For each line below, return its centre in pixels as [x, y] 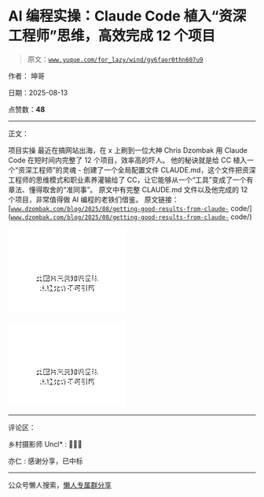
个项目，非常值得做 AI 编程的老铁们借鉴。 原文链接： [93, 199]
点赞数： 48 [27, 109]
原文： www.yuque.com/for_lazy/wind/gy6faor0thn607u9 [115, 59]
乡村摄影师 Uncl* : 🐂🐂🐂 [45, 444]
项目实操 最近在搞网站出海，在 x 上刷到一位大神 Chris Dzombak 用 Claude [128, 150]
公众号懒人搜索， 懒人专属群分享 [60, 484]
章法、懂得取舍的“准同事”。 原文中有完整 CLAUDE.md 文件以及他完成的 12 [128, 189]
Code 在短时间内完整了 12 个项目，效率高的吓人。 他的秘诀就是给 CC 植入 [128, 160]
